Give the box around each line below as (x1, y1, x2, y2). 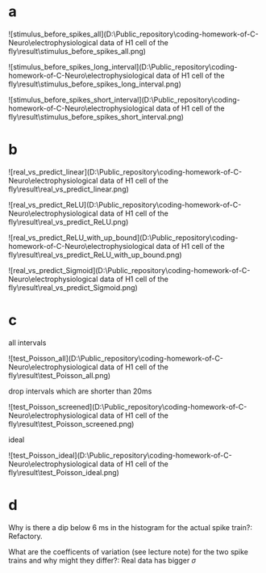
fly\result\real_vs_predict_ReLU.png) (8, 217, 129, 226)
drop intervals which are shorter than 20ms (8, 386, 152, 396)
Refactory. (8, 531, 43, 541)
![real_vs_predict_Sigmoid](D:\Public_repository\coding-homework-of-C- (8, 265, 251, 275)
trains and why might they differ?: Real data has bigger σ (8, 555, 197, 565)
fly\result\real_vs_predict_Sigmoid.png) (8, 282, 139, 293)
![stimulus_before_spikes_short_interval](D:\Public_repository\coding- (8, 95, 240, 104)
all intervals (8, 338, 47, 348)
